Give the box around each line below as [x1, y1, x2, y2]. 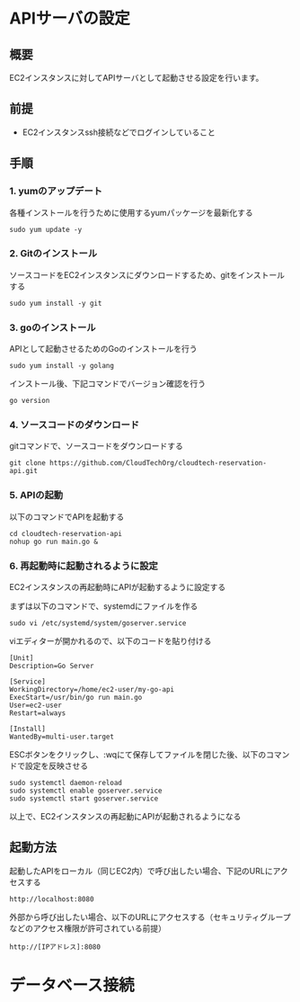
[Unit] [9, 653, 34, 662]
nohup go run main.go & [9, 537, 99, 546]
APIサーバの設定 [9, 8, 130, 29]
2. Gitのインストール [9, 247, 98, 260]
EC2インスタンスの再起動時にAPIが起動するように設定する [9, 581, 226, 592]
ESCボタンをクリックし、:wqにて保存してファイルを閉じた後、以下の [9, 748, 267, 760]
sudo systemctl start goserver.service [9, 793, 159, 803]
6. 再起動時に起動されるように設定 [9, 559, 159, 572]
